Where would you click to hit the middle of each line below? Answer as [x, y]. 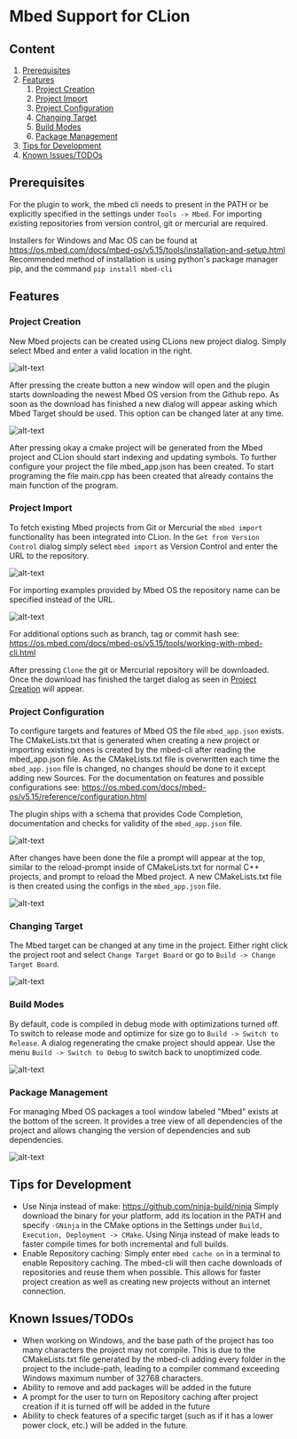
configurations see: [44, 787]
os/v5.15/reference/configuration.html [78, 797]
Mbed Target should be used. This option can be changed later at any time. [147, 413]
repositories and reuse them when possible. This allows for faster [141, 1272]
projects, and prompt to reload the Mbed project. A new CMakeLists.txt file [145, 877]
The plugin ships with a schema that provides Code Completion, [126, 814]
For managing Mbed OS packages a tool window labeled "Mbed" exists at [144, 1111]
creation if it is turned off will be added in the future [116, 1406]
